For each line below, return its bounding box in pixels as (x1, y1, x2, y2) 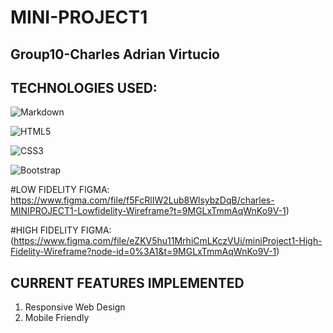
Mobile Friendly (24, 312, 90, 324)
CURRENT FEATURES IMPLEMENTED (10, 274, 245, 291)
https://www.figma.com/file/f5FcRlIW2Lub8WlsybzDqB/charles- (10, 194, 275, 206)
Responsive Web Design (24, 301, 126, 313)
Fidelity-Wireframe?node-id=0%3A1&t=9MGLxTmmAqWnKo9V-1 (10, 246, 277, 258)
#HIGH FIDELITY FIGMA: (10, 224, 112, 236)
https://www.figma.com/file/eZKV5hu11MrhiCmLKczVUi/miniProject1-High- (13, 235, 323, 247)
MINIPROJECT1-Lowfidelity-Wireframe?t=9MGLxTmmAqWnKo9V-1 (10, 205, 287, 217)
